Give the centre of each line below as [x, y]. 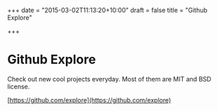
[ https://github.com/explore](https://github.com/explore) [89, 100]
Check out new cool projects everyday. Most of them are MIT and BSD [109, 79]
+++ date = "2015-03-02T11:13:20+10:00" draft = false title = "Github [107, 10]
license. [19, 86]
